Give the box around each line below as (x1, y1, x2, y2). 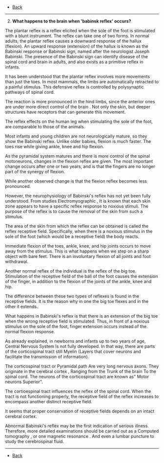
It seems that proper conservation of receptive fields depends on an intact (5, 408, 155, 414)
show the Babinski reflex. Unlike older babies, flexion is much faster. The (5, 139, 151, 144)
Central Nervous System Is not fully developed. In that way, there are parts (5, 344, 155, 349)
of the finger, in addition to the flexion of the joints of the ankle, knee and (5, 278, 152, 284)
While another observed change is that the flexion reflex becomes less (5, 178, 147, 184)
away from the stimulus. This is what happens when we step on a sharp (5, 248, 149, 254)
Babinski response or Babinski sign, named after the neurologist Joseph (5, 48, 150, 54)
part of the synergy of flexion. (5, 169, 65, 174)
